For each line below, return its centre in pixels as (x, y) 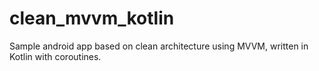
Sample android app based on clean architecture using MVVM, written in (159, 46)
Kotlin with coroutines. (55, 56)
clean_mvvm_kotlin (92, 18)
